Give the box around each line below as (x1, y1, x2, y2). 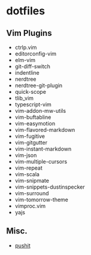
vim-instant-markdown (14, 145, 72, 152)
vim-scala (14, 171, 40, 177)
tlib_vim (14, 94, 34, 102)
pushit (14, 242, 31, 249)
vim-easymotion (14, 120, 56, 127)
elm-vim (14, 57, 36, 63)
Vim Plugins (6, 28, 52, 38)
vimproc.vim (14, 202, 46, 210)
